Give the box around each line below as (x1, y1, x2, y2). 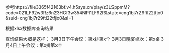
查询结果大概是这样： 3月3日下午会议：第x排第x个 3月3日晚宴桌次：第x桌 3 (5, 36, 164, 42)
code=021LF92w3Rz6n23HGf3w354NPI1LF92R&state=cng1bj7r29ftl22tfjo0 (5, 10, 164, 16)
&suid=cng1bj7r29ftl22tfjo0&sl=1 (5, 15, 73, 21)
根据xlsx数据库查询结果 (5, 25, 54, 31)
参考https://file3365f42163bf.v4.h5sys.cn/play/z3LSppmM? (5, 4, 130, 10)
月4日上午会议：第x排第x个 (5, 42, 63, 48)
